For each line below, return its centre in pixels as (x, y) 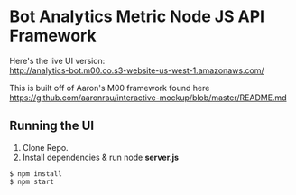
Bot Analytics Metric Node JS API (137, 17)
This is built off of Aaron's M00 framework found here (110, 88)
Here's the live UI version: (57, 60)
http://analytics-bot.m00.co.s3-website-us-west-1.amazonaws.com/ (137, 70)
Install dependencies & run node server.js (100, 157)
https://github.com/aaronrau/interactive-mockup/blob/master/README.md (148, 97)
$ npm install (36, 173)
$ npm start (32, 181)
